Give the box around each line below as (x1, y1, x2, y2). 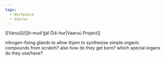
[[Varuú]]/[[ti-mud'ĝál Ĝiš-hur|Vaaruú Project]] (5, 30, 101, 36)
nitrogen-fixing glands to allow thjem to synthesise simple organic (5, 40, 140, 46)
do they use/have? (5, 50, 43, 56)
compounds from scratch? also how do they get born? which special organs (5, 45, 161, 51)
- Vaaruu (9, 16, 28, 21)
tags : (5, 7, 16, 12)
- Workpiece (9, 12, 35, 17)
